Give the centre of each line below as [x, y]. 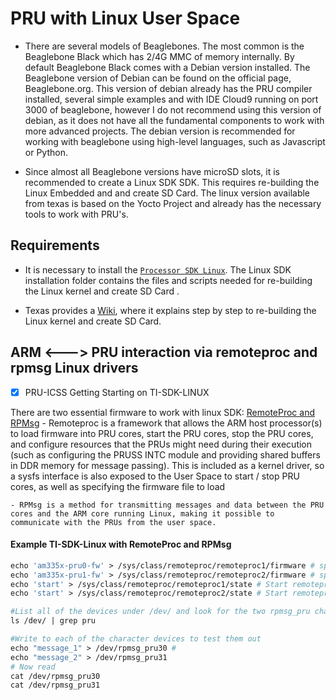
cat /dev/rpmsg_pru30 [55, 676]
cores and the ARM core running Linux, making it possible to [142, 513]
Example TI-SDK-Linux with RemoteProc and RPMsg [121, 544]
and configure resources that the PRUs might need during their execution [161, 444]
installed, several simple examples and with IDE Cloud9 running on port [171, 99]
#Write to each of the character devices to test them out [136, 639]
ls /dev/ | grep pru [53, 621]
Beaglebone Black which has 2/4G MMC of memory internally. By [159, 56]
